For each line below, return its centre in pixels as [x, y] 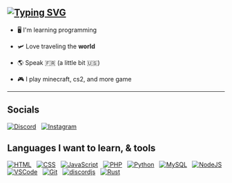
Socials [23, 110]
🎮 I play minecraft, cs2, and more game [74, 79]
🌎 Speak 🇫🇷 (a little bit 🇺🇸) [58, 62]
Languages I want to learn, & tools [81, 148]
